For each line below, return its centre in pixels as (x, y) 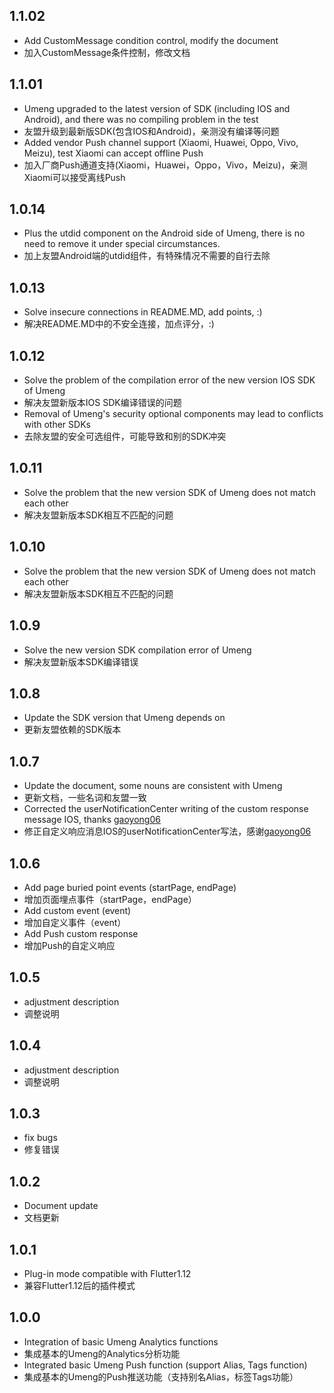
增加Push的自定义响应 (69, 945)
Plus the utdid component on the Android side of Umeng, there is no (164, 233)
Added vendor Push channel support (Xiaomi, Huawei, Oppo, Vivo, (161, 142)
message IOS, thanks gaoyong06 (92, 820)
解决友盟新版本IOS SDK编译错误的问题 (102, 403)
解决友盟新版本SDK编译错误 (81, 661)
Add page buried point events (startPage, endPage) (130, 887)
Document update (61, 1206)
